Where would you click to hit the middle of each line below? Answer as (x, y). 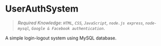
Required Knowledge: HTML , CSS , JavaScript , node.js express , (81, 23)
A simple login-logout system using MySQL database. (61, 38)
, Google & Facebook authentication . (67, 28)
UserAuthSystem (42, 9)
